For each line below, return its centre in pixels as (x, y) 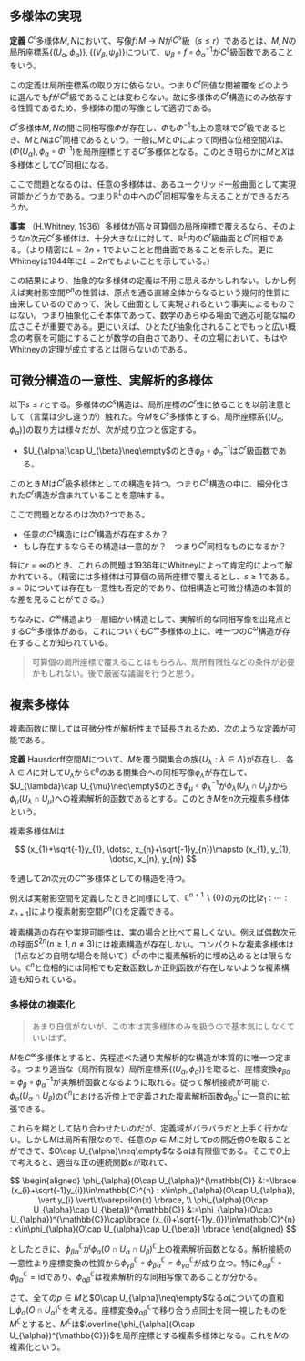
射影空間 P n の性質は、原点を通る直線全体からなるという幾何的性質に (161, 292)
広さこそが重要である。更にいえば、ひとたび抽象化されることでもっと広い (149, 326)
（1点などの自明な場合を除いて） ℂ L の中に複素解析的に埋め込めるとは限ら (147, 955)
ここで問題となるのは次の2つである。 (80, 515)
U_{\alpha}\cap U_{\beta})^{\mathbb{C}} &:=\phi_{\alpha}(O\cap (153, 1210)
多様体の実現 (46, 16)
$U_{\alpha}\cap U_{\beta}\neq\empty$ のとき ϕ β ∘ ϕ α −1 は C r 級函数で (151, 451)
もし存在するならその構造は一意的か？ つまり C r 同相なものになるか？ (154, 545)
